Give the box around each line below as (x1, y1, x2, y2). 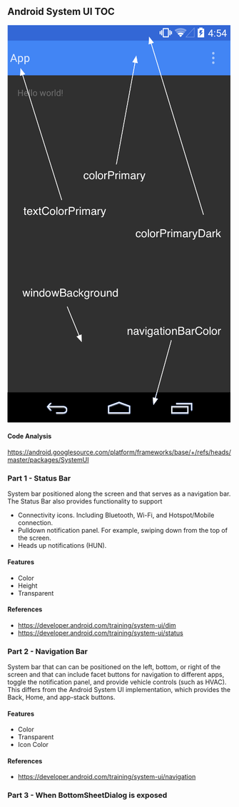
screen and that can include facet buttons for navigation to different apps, (7, 671, 225, 679)
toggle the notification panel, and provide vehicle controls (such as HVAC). (7, 678, 227, 686)
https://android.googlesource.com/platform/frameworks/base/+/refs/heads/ (7, 448, 232, 456)
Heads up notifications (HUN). (17, 541, 107, 550)
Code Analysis (7, 432, 52, 441)
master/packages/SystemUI (7, 456, 89, 464)
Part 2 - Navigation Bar (7, 646, 88, 656)
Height (17, 581, 38, 590)
